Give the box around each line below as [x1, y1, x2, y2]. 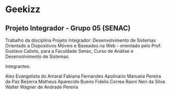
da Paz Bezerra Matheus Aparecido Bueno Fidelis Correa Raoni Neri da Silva [5, 79, 165, 84]
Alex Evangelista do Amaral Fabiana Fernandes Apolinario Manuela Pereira [5, 73, 161, 79]
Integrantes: [5, 64, 30, 69]
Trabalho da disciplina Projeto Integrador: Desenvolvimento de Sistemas [5, 37, 156, 43]
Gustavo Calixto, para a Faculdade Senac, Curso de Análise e [5, 48, 133, 54]
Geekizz [5, 4, 41, 15]
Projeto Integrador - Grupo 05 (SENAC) [5, 24, 131, 33]
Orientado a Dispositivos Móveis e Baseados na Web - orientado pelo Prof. [5, 43, 161, 49]
